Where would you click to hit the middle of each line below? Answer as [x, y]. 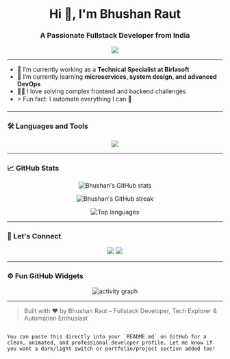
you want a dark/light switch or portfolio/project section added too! [111, 349]
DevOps [29, 84]
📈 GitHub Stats [33, 168]
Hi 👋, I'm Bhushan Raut [115, 14]
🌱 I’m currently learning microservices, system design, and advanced [117, 77]
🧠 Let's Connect [34, 236]
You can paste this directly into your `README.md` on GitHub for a [107, 336]
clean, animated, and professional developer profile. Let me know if [110, 343]
